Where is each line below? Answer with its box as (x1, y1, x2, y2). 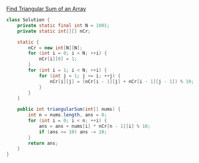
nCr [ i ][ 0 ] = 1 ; (38, 56, 78, 62)
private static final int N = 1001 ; (17, 22, 110, 28)
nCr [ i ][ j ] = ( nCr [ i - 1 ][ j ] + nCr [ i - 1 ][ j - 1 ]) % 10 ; (49, 78, 194, 84)
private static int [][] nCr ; (17, 28, 91, 34)
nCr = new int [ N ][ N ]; (28, 45, 83, 51)
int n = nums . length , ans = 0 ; (28, 112, 107, 118)
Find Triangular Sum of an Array (6, 5, 86, 12)
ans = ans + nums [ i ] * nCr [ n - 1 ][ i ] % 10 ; (38, 123, 150, 129)
